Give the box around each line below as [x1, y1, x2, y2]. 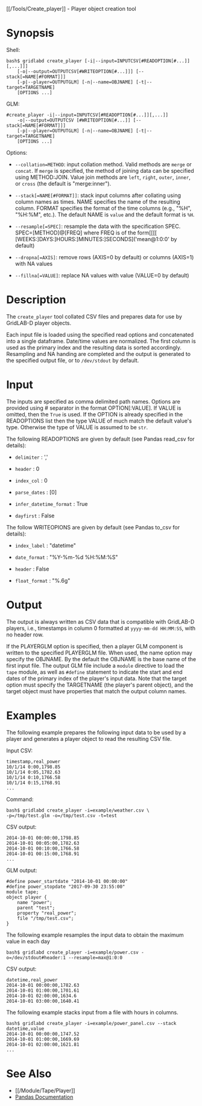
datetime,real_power [6, 977, 58, 983]
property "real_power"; [17, 910, 77, 916]
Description [6, 293, 66, 307]
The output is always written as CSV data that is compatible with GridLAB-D [6, 618, 195, 625]
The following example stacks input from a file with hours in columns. [6, 1009, 179, 1016]
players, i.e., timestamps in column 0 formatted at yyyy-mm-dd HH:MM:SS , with [6, 624, 196, 632]
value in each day [6, 937, 50, 945]
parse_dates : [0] [14, 488, 57, 496]
